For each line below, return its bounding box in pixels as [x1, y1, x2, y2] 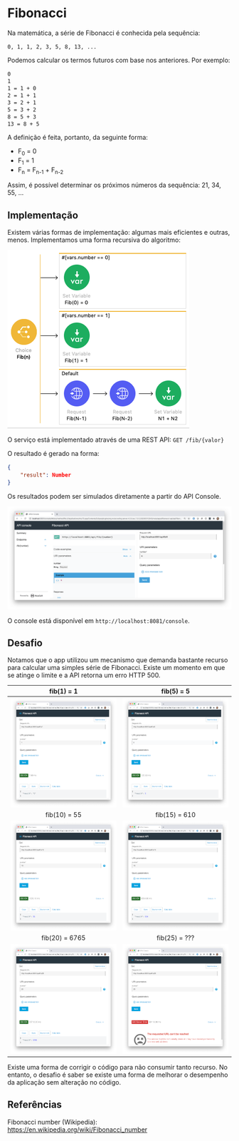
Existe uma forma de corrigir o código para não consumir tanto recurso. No [7, 1063, 228, 1071]
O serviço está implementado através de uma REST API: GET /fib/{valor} [7, 435, 224, 444]
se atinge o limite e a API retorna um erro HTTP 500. [7, 671, 161, 679]
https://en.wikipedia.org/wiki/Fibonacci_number [7, 1125, 148, 1134]
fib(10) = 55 [45, 811, 82, 819]
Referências [7, 1099, 63, 1111]
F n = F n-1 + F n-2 [17, 166, 64, 176]
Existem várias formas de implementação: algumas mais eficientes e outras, [7, 228, 230, 237]
